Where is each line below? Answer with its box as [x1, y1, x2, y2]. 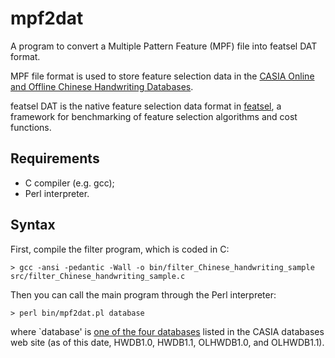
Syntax [10, 217, 56, 234]
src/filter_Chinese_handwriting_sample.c [10, 271, 186, 281]
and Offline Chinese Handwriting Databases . [10, 80, 194, 92]
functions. [10, 121, 52, 133]
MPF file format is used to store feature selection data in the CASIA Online [10, 70, 315, 82]
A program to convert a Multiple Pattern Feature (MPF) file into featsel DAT [10, 40, 318, 52]
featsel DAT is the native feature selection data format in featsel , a [10, 100, 282, 112]
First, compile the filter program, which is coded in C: [10, 243, 230, 255]
